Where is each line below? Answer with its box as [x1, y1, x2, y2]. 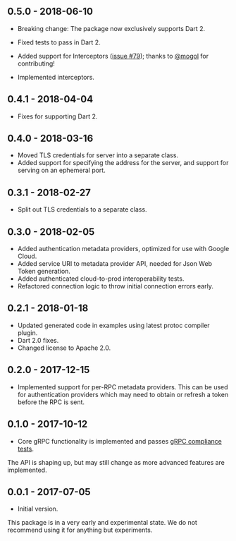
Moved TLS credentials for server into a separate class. [17, 151, 178, 159]
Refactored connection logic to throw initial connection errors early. [17, 282, 213, 291]
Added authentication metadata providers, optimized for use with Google [17, 245, 230, 253]
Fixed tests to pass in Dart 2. [17, 38, 101, 47]
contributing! [17, 59, 55, 68]
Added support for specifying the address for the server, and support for [17, 159, 229, 167]
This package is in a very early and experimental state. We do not [7, 518, 197, 527]
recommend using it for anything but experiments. [7, 525, 153, 535]
